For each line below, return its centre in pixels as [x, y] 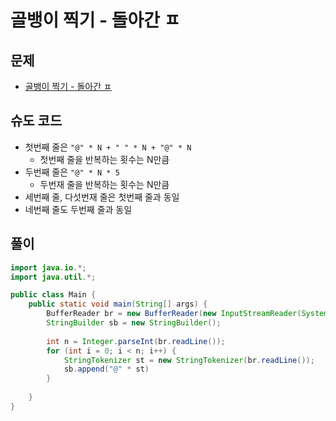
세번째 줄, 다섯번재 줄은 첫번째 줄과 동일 [102, 197]
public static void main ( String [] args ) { [118, 304]
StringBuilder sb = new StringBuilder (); [134, 323]
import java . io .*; [48, 267]
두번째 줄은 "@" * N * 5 [72, 172]
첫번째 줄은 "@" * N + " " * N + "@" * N [108, 147]
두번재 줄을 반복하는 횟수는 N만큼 [104, 184]
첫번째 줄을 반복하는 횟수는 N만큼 [104, 159]
